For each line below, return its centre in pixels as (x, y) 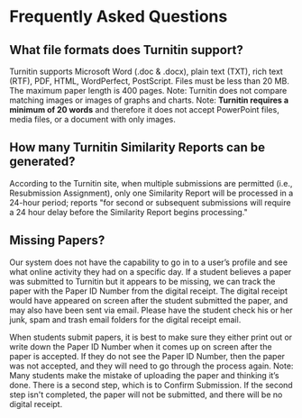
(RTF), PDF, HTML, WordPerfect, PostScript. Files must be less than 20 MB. (150, 81)
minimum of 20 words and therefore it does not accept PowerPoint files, (144, 109)
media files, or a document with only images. (92, 119)
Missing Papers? (57, 241)
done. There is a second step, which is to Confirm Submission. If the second (151, 385)
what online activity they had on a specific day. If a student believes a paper (151, 271)
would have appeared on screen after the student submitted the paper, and (149, 300)
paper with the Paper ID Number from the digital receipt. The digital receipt (149, 291)
